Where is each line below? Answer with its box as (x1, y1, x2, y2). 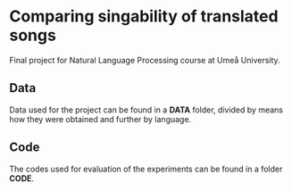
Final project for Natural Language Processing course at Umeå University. (9, 54, 280, 65)
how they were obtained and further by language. (9, 113, 192, 124)
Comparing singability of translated (9, 6, 279, 27)
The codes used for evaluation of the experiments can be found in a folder (9, 163, 283, 174)
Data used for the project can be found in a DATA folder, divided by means (9, 104, 284, 115)
